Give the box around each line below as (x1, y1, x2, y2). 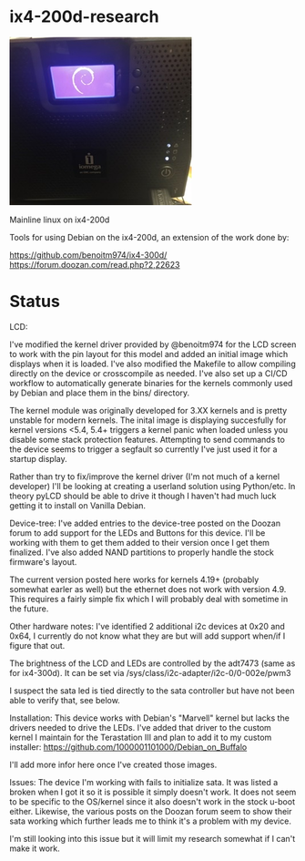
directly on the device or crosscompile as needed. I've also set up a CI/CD (9, 367, 289, 379)
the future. (9, 603, 49, 614)
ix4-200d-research (9, 6, 159, 27)
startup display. (9, 453, 68, 464)
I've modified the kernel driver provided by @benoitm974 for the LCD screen (9, 339, 297, 350)
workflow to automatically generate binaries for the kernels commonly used (9, 377, 293, 388)
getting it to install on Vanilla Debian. (9, 499, 147, 511)
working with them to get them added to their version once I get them (9, 537, 270, 548)
